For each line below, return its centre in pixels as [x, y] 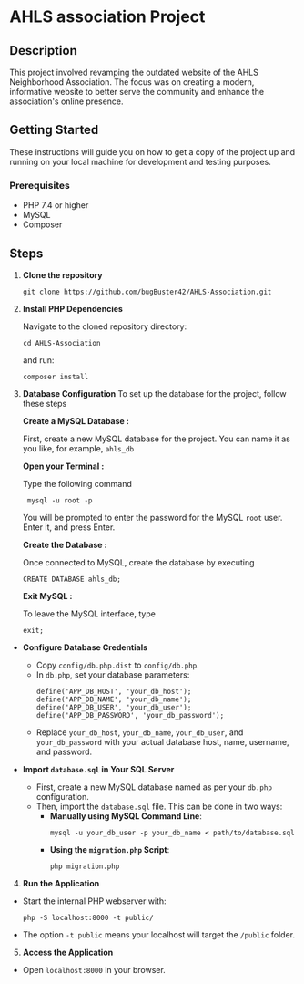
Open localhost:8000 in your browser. [94, 969]
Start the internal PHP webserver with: [94, 901]
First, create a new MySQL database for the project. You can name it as [157, 439]
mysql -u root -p [60, 500]
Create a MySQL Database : [76, 420]
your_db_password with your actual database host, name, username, [162, 741]
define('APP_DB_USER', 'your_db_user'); [114, 707]
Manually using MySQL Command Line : [126, 816]
